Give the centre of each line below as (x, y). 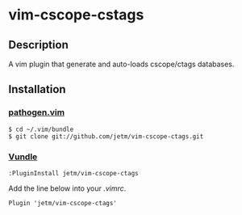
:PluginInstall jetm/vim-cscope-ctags (73, 173)
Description (38, 45)
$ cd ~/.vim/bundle (41, 129)
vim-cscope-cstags (76, 15)
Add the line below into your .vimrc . (67, 188)
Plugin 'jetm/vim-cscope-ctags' (63, 203)
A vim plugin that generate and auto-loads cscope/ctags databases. (121, 64)
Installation (37, 89)
